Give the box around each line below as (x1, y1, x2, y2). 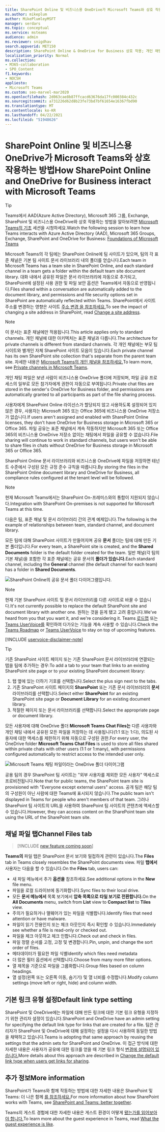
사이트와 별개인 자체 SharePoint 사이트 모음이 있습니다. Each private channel (5, 347, 154, 353)
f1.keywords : (5, 71, 32, 76)
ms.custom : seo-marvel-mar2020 (5, 90, 69, 95)
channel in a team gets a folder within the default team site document (5, 268, 146, 274)
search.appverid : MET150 (5, 44, 56, 49)
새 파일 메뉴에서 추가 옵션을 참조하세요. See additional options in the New (12, 876, 156, 882)
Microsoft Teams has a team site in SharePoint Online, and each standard (5, 262, 154, 269)
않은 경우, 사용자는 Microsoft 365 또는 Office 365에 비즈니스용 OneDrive (5, 408, 147, 414)
